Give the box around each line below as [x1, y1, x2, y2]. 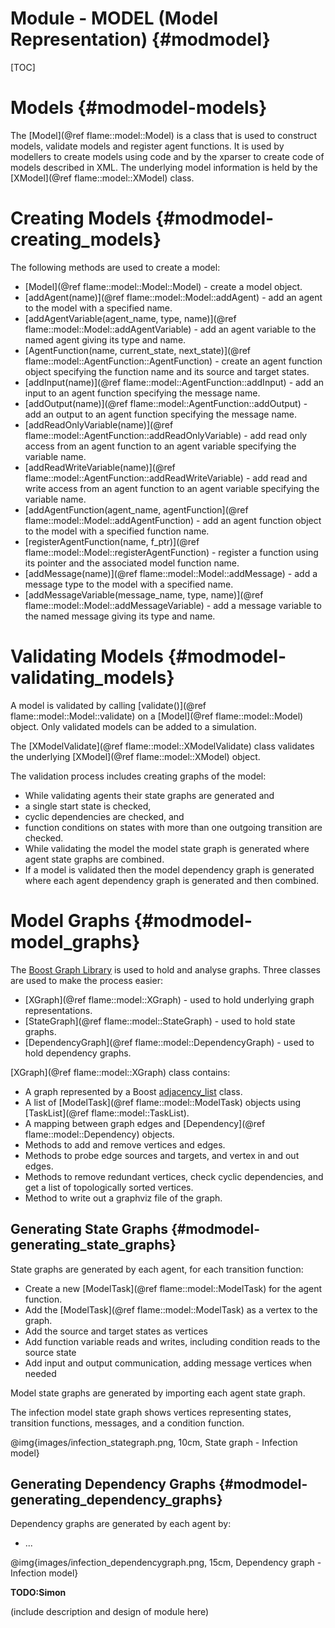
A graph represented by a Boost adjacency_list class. [24, 1085, 243, 1097]
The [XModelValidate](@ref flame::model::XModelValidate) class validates [10, 740, 315, 752]
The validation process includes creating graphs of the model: [10, 770, 267, 782]
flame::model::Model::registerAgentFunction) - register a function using [24, 546, 319, 558]
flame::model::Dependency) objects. [24, 1128, 175, 1140]
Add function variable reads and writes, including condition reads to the [24, 1335, 321, 1347]
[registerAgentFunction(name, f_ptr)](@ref [24, 535, 200, 547]
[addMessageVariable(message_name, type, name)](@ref [24, 588, 264, 601]
